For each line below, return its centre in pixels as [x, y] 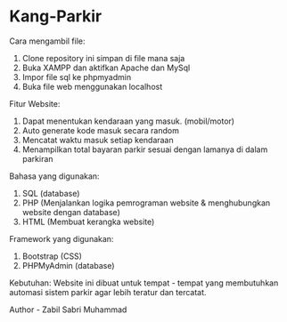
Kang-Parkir [56, 16]
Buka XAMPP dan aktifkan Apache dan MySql [106, 68]
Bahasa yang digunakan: [54, 176]
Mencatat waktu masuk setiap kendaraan [98, 140]
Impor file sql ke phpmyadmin [77, 76]
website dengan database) [71, 212]
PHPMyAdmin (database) [68, 265]
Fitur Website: [35, 103]
